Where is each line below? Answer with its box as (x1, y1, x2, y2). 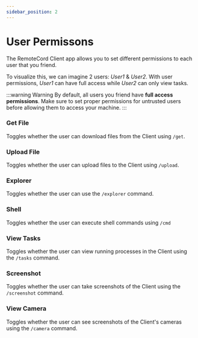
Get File (6, 119, 29, 127)
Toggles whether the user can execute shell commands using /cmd (6, 218, 171, 226)
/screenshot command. (6, 289, 64, 296)
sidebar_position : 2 (6, 8, 58, 15)
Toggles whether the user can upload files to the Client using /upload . (6, 161, 179, 169)
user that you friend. (6, 61, 57, 68)
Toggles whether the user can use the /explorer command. (6, 190, 154, 197)
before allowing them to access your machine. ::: (6, 104, 127, 111)
